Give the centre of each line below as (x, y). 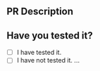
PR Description (40, 12)
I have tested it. (39, 53)
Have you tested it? (50, 35)
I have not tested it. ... (48, 60)
